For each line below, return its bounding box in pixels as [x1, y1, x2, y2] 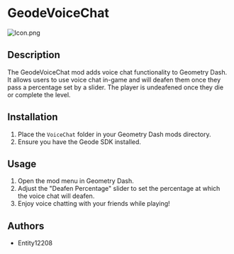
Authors [7, 220, 45, 232]
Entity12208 [17, 239, 53, 248]
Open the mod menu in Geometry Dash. [17, 177, 135, 185]
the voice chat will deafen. [17, 192, 95, 200]
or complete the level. [7, 90, 71, 99]
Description [7, 49, 60, 61]
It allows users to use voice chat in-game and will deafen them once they [7, 75, 221, 84]
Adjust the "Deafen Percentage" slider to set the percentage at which [17, 184, 221, 193]
